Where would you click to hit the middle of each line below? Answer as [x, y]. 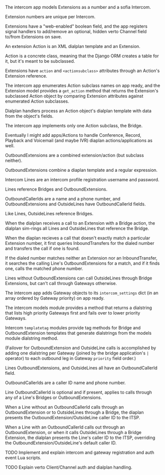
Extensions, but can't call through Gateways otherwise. [61, 283]
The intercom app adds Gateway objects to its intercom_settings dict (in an [82, 293]
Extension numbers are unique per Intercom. [50, 17]
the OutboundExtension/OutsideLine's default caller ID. [61, 443]
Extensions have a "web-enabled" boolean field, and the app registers [76, 26]
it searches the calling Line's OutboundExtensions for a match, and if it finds [82, 263]
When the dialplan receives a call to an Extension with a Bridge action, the [80, 223]
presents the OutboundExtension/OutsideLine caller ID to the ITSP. [73, 417]
